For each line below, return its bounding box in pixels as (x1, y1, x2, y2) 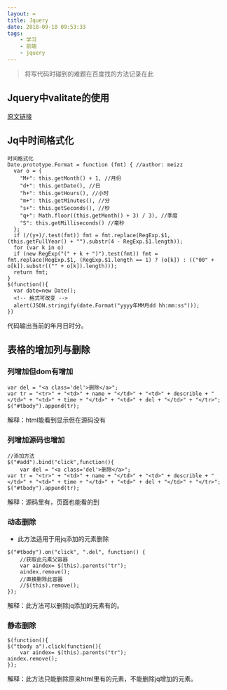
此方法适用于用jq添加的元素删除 (17, 534, 109, 543)
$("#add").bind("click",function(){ (7, 459, 114, 466)
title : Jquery (7, 17, 49, 24)
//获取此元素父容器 (20, 556, 69, 563)
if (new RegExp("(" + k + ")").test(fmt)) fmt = (13, 250, 158, 257)
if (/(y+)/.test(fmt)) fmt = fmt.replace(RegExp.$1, (13, 232, 171, 239)
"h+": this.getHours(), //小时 (20, 190, 109, 197)
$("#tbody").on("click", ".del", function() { (7, 548, 146, 555)
